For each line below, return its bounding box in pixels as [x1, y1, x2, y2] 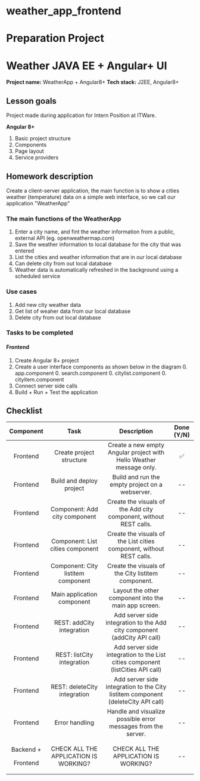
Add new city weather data [14, 301, 82, 308]
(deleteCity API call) [108, 697, 164, 706]
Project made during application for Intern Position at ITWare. [6, 112, 157, 119]
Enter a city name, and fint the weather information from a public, [14, 228, 176, 235]
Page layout [14, 147, 45, 155]
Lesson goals [6, 96, 57, 106]
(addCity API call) [111, 634, 161, 642]
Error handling [54, 718, 94, 727]
